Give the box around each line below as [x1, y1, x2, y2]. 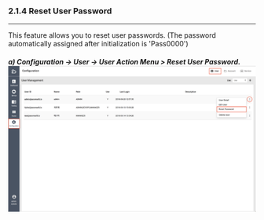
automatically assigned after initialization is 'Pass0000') [8, 39, 189, 49]
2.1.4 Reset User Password [8, 5, 112, 16]
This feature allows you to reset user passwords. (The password [8, 31, 216, 40]
